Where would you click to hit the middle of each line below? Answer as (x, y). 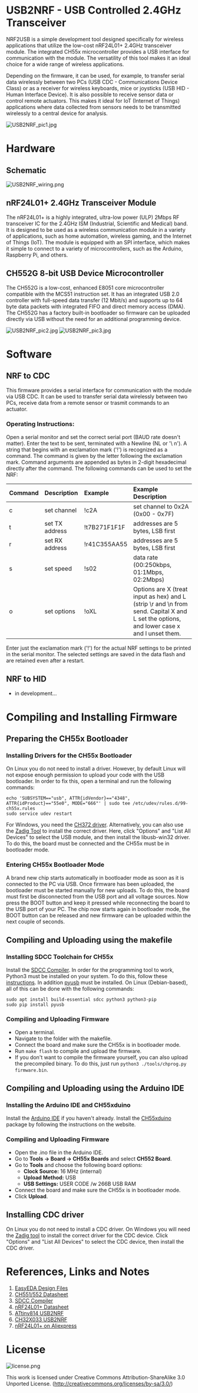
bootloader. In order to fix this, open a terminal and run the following (89, 781)
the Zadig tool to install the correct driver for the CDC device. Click (87, 1235)
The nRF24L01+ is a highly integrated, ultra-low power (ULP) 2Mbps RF (93, 217)
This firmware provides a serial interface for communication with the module (99, 390)
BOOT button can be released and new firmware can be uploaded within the (99, 915)
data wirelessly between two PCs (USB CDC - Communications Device (92, 82)
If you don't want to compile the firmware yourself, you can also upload (101, 1057)
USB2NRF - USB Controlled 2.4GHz (94, 10)
